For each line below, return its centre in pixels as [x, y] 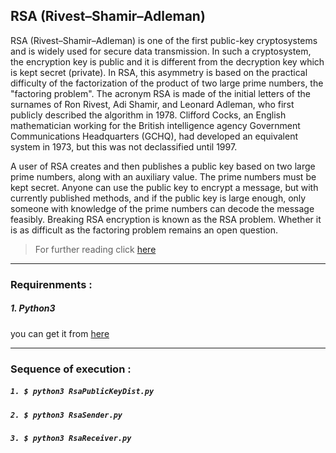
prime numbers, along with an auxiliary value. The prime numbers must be [163, 176]
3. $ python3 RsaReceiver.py [71, 438]
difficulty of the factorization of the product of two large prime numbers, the [167, 83]
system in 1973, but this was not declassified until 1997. [124, 146]
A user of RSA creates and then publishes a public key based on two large [163, 166]
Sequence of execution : [71, 369]
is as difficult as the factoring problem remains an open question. [144, 230]
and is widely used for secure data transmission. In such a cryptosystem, [161, 51]
